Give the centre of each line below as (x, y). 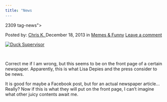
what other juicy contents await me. (42, 94)
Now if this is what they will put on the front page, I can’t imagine (87, 89)
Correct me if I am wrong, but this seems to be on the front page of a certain (84, 63)
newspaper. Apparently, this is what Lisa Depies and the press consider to (81, 69)
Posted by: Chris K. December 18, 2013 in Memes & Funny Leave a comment (83, 35)
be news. (14, 74)
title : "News (19, 10)
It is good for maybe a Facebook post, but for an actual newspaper (74, 84)
